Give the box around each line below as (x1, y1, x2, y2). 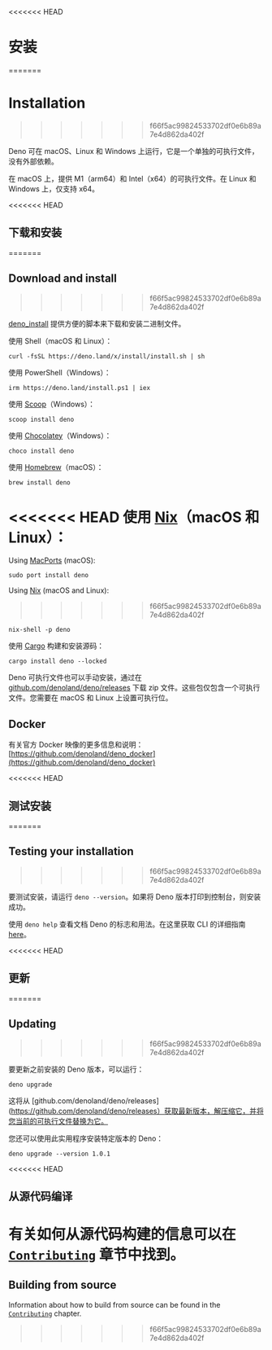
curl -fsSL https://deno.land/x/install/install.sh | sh (8, 352, 205, 361)
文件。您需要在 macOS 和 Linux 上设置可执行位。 (8, 693, 173, 703)
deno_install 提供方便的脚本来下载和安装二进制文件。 (8, 318, 186, 328)
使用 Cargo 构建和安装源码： (8, 641, 104, 651)
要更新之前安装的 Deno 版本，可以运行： (8, 1064, 145, 1074)
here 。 (8, 929, 31, 939)
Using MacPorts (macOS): (8, 555, 96, 565)
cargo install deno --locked (8, 657, 107, 666)
